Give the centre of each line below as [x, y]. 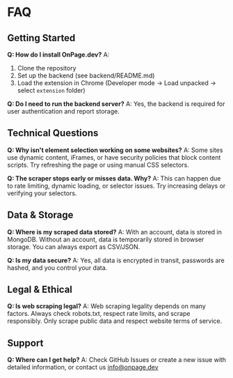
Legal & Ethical [40, 290]
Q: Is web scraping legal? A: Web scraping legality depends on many [107, 306]
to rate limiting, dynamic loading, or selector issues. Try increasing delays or [116, 186]
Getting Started [41, 38]
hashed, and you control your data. [57, 267]
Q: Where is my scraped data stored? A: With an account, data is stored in [115, 232]
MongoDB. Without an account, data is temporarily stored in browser [106, 239]
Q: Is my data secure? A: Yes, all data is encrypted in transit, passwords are [116, 260]
